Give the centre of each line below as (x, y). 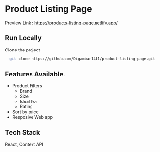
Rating (26, 107)
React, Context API (24, 144)
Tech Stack (23, 133)
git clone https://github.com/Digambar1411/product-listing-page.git (82, 59)
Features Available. (35, 74)
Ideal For (29, 101)
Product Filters (27, 86)
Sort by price (25, 112)
